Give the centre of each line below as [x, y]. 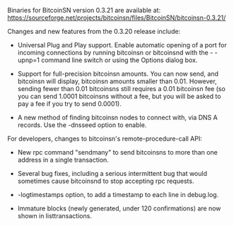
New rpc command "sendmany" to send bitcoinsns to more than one [117, 152]
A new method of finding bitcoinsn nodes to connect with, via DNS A [117, 117]
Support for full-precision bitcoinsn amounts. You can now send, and [118, 74]
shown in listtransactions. [54, 216]
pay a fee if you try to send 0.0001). [69, 104]
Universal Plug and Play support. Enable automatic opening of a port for [122, 45]
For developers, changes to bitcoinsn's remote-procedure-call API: [105, 138]
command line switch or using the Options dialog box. [119, 60]
